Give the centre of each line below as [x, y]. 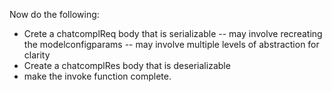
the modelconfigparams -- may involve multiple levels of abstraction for [171, 44]
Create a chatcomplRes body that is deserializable [127, 65]
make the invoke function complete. [97, 76]
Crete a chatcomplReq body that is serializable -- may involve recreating [173, 33]
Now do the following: [54, 14]
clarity [37, 55]
